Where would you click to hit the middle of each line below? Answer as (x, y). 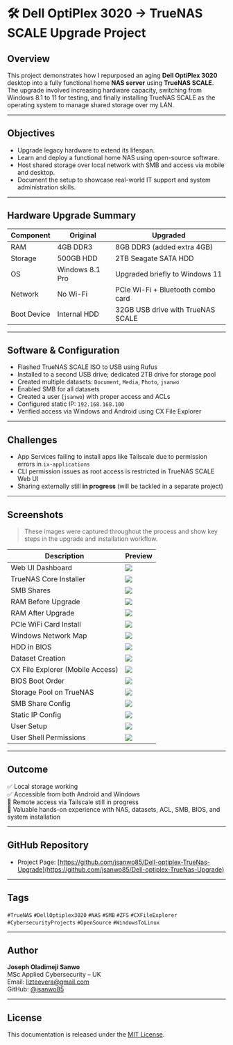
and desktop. (36, 172)
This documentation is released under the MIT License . (86, 1035)
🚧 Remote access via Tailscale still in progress (73, 802)
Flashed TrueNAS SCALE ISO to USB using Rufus (87, 367)
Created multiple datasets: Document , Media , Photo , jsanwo (98, 382)
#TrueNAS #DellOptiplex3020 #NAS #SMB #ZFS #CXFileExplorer (92, 915)
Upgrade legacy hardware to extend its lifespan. (86, 150)
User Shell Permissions (48, 737)
